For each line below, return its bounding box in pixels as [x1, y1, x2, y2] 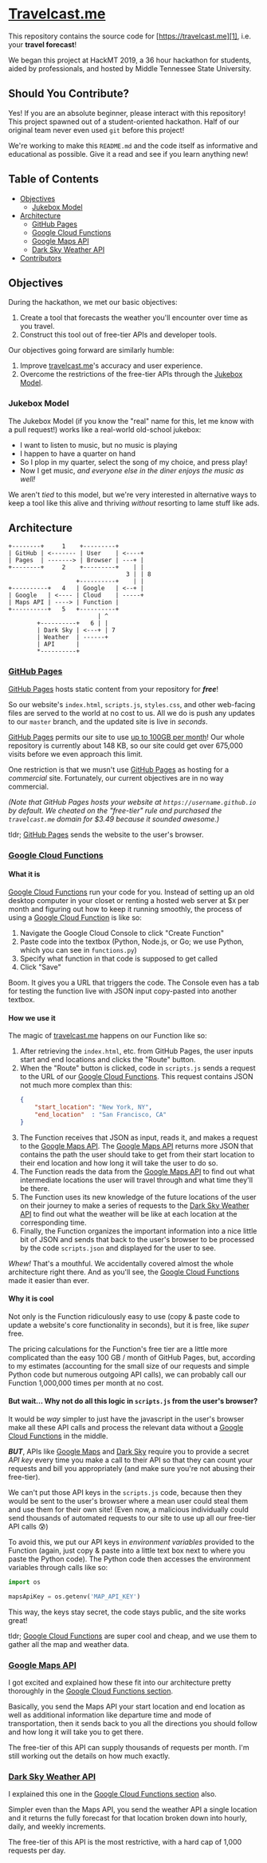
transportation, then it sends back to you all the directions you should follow [8, 1719, 257, 1729]
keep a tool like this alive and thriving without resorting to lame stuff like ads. [8, 498, 260, 508]
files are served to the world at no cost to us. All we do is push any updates [8, 708, 255, 718]
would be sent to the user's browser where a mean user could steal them [8, 1497, 249, 1506]
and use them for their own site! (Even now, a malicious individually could [8, 1505, 249, 1514]
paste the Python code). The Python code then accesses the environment [8, 1554, 251, 1564]
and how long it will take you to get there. [8, 1727, 143, 1737]
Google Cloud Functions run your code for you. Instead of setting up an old [8, 887, 255, 897]
